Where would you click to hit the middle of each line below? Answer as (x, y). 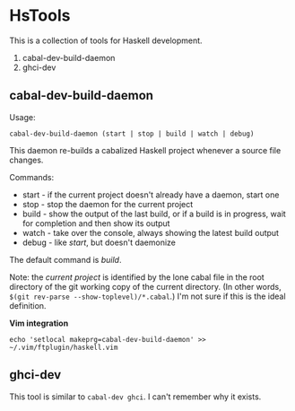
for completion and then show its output (96, 223)
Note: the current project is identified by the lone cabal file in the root (137, 277)
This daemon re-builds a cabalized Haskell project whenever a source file (145, 150)
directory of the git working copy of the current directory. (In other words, (145, 286)
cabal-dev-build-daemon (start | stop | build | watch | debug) (132, 134)
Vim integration (39, 323)
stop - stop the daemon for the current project (108, 204)
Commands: (32, 177)
